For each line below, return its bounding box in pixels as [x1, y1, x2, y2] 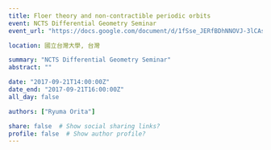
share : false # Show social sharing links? [8, 122, 161, 130]
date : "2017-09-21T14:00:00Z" [8, 78, 110, 86]
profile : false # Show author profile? [8, 130, 147, 138]
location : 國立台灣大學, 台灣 [8, 41, 101, 49]
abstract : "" [8, 64, 52, 72]
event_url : [8, 27, 45, 35]
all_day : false [8, 93, 60, 101]
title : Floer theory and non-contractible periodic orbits [8, 11, 211, 20]
